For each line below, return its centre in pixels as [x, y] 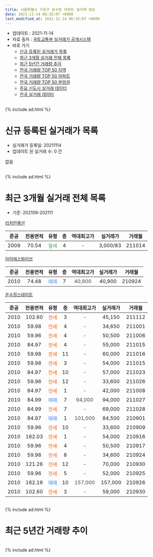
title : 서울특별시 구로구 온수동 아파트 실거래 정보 [50, 10]
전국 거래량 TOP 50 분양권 [45, 82]
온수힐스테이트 [19, 295]
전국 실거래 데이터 [37, 95]
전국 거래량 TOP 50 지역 [43, 70]
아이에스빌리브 [19, 259]
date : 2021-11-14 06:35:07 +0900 [39, 14]
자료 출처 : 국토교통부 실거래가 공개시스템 [51, 39]
